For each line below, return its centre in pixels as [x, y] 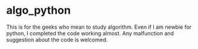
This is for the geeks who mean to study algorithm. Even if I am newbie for [99, 27]
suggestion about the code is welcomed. [57, 39]
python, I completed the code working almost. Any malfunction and [90, 33]
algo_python [38, 10]
